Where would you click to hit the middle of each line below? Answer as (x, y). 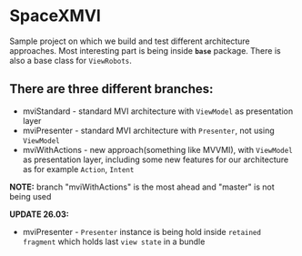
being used (30, 196)
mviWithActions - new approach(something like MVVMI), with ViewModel (157, 149)
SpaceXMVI (55, 16)
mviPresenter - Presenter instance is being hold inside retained (142, 231)
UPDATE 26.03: (40, 214)
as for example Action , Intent (78, 169)
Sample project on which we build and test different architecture (130, 41)
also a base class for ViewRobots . (70, 60)
